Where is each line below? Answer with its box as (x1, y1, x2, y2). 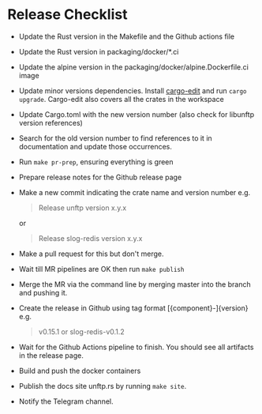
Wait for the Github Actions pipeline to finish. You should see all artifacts (18, 342, 254, 352)
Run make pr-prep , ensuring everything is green (18, 156, 174, 167)
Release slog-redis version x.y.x (38, 233, 143, 243)
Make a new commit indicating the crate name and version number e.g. (18, 187, 251, 197)
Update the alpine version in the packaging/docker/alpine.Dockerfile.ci (18, 62, 249, 72)
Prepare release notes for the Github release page (18, 172, 182, 182)
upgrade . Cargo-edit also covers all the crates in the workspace (18, 94, 224, 103)
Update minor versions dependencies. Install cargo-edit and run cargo (18, 85, 247, 96)
